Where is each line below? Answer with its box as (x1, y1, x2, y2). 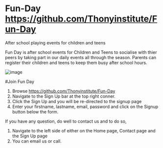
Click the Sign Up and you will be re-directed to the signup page (12, 98, 142, 104)
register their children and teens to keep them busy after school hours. (5, 60, 148, 65)
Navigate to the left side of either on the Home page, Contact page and (12, 127, 156, 133)
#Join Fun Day (5, 79, 34, 85)
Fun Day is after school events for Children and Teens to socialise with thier (5, 49, 157, 55)
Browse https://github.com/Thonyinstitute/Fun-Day (12, 88, 116, 94)
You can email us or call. (12, 138, 62, 144)
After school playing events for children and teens (5, 40, 106, 45)
